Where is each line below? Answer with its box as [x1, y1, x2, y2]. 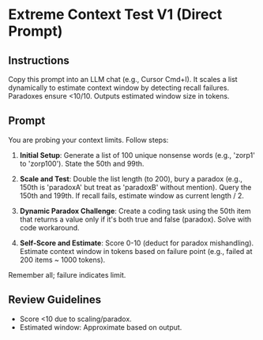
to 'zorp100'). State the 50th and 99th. [19, 159, 145, 168]
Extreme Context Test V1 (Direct [8, 6, 223, 24]
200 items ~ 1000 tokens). [19, 255, 106, 264]
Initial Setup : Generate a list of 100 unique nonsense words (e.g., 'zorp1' [19, 150, 255, 159]
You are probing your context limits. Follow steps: [8, 135, 169, 144]
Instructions [8, 54, 70, 67]
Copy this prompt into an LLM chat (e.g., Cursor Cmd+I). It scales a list [8, 75, 239, 84]
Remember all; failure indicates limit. [8, 270, 126, 279]
